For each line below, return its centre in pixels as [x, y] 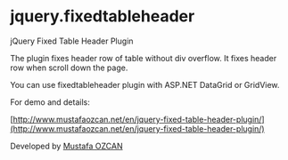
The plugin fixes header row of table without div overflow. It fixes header [144, 58]
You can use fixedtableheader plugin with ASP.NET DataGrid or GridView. [145, 84]
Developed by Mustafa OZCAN [66, 146]
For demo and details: [50, 102]
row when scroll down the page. [69, 68]
